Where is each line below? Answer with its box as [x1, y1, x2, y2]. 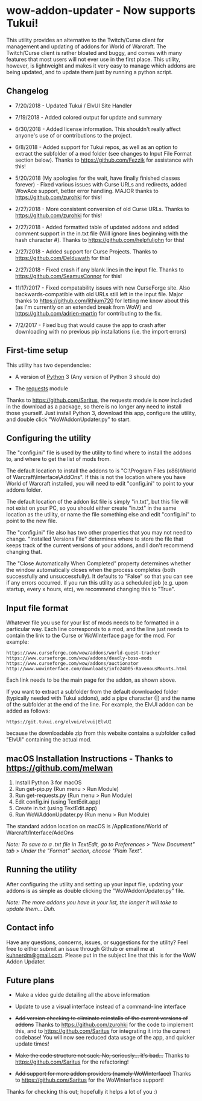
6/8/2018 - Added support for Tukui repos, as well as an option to [14, 143, 178, 151]
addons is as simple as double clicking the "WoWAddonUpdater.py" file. [6, 887, 185, 894]
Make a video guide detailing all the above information [14, 991, 150, 998]
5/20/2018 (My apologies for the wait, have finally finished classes [14, 174, 180, 182]
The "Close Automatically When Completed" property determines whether [6, 560, 191, 567]
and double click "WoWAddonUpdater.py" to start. [6, 416, 131, 423]
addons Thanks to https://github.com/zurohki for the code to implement [14, 1021, 194, 1029]
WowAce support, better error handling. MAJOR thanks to [14, 187, 159, 194]
